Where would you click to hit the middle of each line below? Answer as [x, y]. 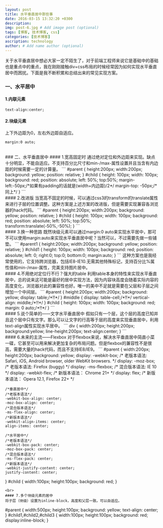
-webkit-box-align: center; [34, 399]
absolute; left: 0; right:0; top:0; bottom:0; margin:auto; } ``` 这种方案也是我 [79, 255]
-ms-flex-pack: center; [29, 459]
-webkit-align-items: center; [36, 422]
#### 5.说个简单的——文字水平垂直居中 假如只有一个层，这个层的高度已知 [80, 314]
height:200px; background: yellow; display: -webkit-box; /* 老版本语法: [76, 355]
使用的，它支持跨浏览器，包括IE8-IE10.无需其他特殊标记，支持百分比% [80, 261]
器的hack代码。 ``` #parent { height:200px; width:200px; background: [75, 210]
